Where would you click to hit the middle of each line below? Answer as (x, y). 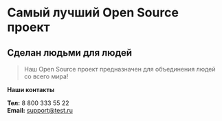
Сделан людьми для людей (70, 53)
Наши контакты (31, 90)
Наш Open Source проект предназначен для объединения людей (120, 69)
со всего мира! (46, 76)
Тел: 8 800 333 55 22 (38, 103)
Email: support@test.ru (40, 110)
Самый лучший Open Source (93, 13)
